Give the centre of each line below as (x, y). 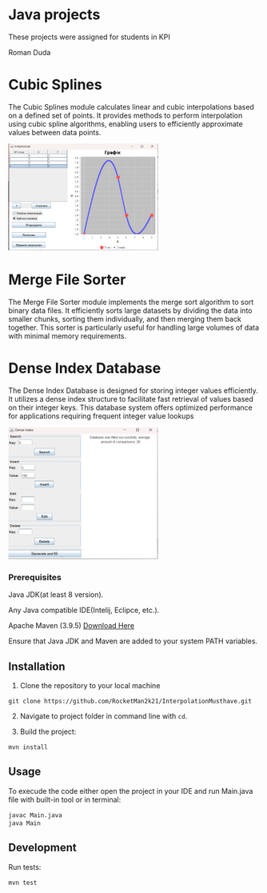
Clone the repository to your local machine (90, 685)
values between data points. (55, 132)
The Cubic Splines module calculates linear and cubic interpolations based (131, 106)
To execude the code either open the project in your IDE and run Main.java (131, 791)
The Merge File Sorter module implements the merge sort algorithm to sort (131, 302)
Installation (37, 666)
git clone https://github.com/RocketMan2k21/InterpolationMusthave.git (130, 701)
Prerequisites (35, 577)
